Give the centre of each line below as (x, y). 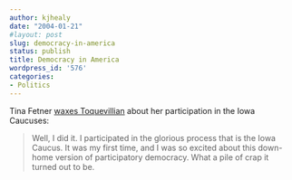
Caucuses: (29, 120)
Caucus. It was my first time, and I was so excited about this (144, 147)
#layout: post (36, 34)
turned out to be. (63, 166)
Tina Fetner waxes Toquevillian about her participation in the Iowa (132, 110)
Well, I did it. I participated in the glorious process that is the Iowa (154, 137)
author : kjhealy (40, 18)
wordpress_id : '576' (49, 69)
